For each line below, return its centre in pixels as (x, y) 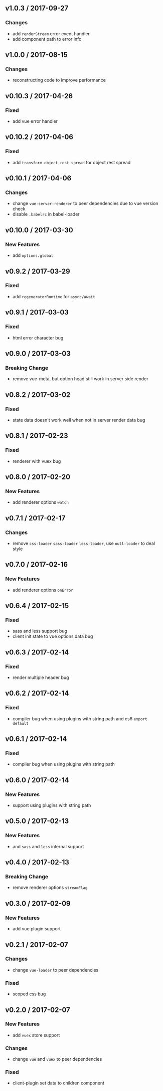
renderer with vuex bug (37, 461)
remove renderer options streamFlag (50, 888)
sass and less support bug (40, 631)
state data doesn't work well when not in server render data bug (79, 420)
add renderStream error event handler (51, 33)
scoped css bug (29, 994)
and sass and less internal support (48, 846)
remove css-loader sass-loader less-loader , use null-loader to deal (84, 543)
